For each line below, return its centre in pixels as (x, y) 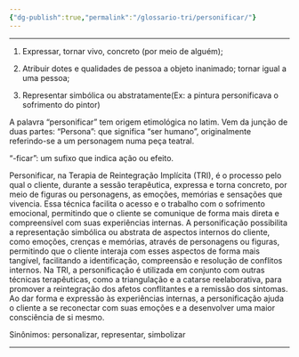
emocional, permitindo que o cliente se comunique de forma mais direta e (145, 213)
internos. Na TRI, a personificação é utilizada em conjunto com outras (137, 270)
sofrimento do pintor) (61, 104)
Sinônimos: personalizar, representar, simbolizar (97, 334)
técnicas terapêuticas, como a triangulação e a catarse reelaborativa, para (145, 279)
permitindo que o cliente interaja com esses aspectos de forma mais (135, 251)
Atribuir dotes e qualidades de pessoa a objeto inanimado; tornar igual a (154, 69)
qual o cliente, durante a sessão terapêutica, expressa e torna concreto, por (148, 184)
